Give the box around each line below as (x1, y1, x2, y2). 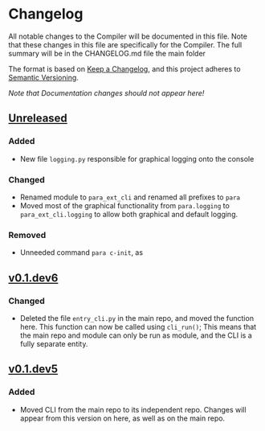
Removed (8, 229, 47, 240)
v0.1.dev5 (8, 363, 59, 376)
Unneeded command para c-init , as (19, 248, 143, 257)
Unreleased (8, 112, 68, 125)
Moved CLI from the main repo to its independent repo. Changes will (19, 404, 247, 414)
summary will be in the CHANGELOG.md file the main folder (8, 48, 206, 58)
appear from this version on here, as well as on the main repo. (19, 413, 226, 423)
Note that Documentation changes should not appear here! (8, 88, 205, 97)
